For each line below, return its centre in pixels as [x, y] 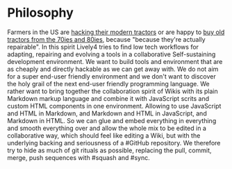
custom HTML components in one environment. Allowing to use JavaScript [114, 106]
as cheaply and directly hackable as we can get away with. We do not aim [113, 69]
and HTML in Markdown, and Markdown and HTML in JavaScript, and [107, 113]
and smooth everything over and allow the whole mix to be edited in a [107, 128]
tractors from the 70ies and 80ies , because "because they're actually [107, 39]
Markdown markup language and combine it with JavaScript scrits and [108, 98]
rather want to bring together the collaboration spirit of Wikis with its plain [113, 91]
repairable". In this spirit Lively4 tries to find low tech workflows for [103, 47]
